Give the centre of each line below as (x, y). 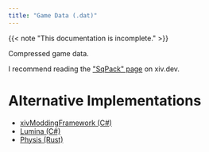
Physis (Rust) (41, 139)
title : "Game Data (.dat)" (53, 15)
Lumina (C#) (40, 131)
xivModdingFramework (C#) (66, 123)
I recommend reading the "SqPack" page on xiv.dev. (94, 69)
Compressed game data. (48, 53)
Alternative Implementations (105, 101)
